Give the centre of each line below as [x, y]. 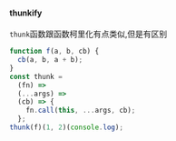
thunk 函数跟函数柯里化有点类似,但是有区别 [88, 34]
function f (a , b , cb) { [54, 51]
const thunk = [36, 76]
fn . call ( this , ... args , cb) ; [81, 111]
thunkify [26, 13]
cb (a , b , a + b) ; [50, 60]
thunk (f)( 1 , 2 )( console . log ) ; [67, 127]
